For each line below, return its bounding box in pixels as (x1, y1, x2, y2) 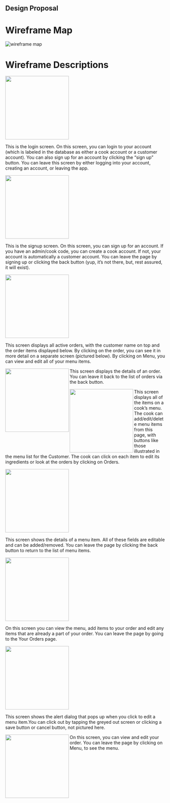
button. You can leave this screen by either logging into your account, (5, 160, 151, 166)
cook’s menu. (134, 405, 162, 411)
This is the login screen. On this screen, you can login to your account (5, 144, 152, 150)
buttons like (134, 438, 159, 444)
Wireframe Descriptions (5, 59, 109, 71)
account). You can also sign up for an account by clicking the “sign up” (5, 154, 154, 160)
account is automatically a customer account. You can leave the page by (5, 254, 157, 260)
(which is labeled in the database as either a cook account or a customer (5, 149, 157, 155)
